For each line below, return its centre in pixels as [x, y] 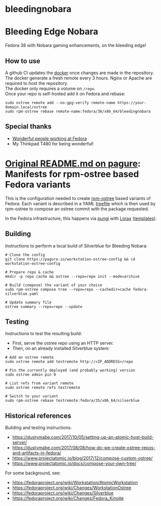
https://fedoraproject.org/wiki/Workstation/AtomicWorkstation [75, 483]
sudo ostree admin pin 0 [31, 375]
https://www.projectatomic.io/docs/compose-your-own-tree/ [74, 464]
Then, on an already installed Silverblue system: [61, 349]
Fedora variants [38, 184]
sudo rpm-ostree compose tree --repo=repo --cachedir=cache [68, 289]
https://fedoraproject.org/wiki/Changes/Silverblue [63, 493]
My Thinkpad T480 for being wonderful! [53, 144]
